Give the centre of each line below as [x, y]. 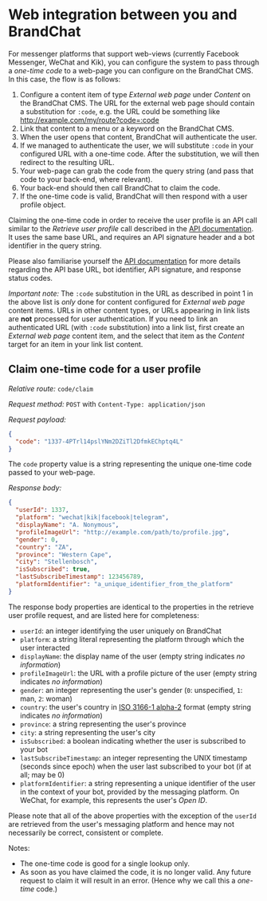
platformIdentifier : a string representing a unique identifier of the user [138, 783]
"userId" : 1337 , [42, 510]
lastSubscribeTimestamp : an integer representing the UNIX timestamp [133, 757]
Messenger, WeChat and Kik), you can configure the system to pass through [134, 62]
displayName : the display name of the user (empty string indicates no [132, 656]
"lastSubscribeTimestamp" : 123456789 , [80, 577]
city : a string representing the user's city [88, 732]
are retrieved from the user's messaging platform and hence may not [122, 824]
